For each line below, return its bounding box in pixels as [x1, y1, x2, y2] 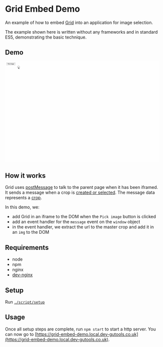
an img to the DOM [12, 229, 50, 235]
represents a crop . [5, 195, 42, 201]
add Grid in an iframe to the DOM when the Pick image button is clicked [12, 214, 156, 220]
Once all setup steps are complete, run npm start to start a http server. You [5, 326, 156, 332]
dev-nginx [12, 272, 33, 278]
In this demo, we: [5, 204, 40, 210]
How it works [5, 171, 46, 180]
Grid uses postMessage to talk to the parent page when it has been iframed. [5, 184, 159, 190]
